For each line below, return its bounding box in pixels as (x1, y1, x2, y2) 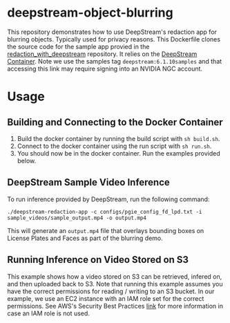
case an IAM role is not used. (7, 309, 90, 317)
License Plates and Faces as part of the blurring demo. (7, 234, 164, 242)
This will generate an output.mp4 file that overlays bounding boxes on (7, 226, 204, 234)
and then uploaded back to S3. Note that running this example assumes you (7, 279, 223, 288)
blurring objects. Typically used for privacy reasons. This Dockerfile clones (7, 35, 221, 43)
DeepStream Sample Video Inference (7, 176, 171, 188)
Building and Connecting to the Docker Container (7, 116, 223, 128)
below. (17, 156, 37, 165)
